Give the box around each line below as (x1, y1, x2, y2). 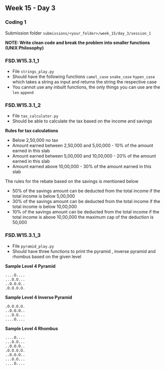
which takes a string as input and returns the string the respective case (12, 79, 157, 84)
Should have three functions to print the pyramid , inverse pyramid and (12, 248, 156, 254)
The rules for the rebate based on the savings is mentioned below (5, 178, 139, 184)
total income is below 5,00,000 (12, 193, 75, 199)
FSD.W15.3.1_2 (5, 101, 41, 108)
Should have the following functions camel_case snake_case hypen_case (12, 74, 155, 80)
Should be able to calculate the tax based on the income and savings (12, 118, 153, 124)
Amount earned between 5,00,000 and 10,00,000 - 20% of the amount (12, 153, 156, 159)
